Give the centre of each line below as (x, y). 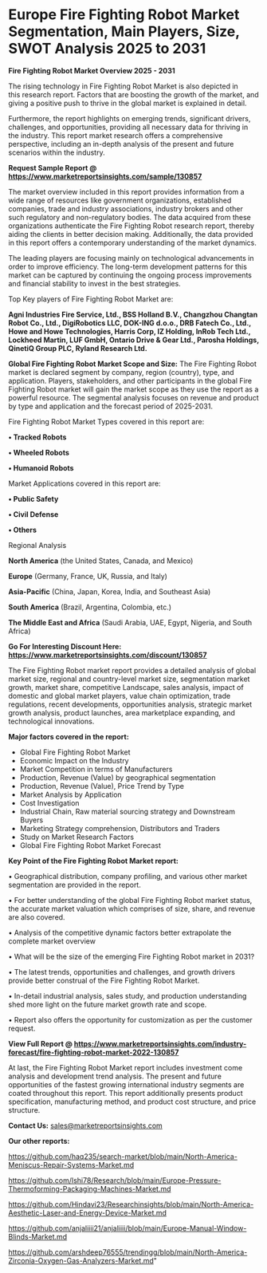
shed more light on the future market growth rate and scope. (108, 1004)
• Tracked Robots (37, 437)
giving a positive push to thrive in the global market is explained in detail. (128, 103)
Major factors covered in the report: (69, 736)
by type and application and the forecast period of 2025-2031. (111, 406)
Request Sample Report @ (53, 167)
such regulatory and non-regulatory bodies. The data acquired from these (130, 217)
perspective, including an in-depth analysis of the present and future (121, 144)
